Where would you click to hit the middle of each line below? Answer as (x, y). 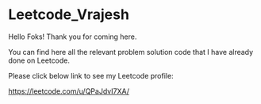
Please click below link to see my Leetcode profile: (91, 75)
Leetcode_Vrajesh (69, 15)
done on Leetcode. (39, 60)
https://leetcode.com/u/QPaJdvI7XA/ (69, 91)
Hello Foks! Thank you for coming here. (73, 37)
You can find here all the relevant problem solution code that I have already (131, 52)
